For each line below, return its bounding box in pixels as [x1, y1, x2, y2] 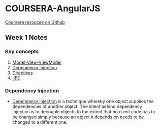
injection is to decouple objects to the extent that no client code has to [12, 108, 155, 114]
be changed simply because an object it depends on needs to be [12, 114, 144, 120]
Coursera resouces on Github [5, 19, 65, 25]
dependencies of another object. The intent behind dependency [12, 104, 142, 109]
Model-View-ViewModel [12, 59, 62, 65]
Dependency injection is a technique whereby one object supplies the [12, 98, 154, 104]
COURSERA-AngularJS [5, 3, 100, 14]
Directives [12, 70, 33, 76]
